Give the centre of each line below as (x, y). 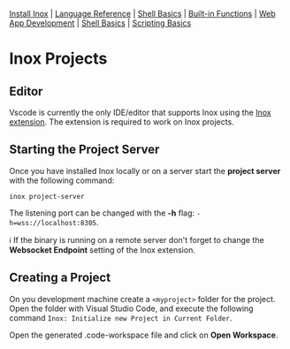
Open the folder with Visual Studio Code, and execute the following (131, 308)
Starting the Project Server (84, 150)
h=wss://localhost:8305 (53, 223)
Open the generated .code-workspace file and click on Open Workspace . (144, 335)
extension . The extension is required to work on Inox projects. (122, 122)
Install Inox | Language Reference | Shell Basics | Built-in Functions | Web (142, 14)
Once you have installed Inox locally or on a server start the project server (145, 171)
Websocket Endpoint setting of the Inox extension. (103, 250)
